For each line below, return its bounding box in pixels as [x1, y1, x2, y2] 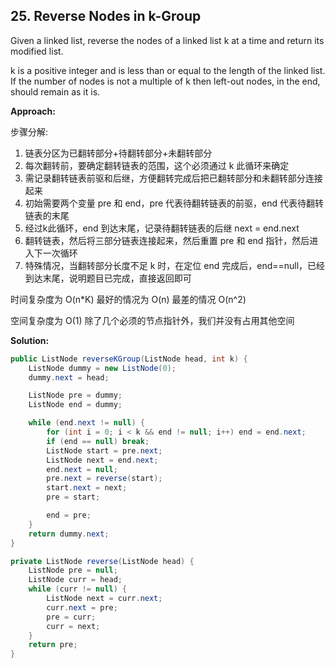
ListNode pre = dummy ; [28, 390, 123, 401]
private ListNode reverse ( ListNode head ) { [10, 556, 195, 566]
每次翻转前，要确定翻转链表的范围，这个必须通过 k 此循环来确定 [24, 159, 290, 171]
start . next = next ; [46, 483, 128, 493]
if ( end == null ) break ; [46, 436, 150, 446]
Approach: [10, 105, 56, 117]
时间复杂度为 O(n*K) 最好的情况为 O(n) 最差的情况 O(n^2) [10, 293, 247, 305]
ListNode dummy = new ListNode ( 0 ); [28, 363, 177, 373]
